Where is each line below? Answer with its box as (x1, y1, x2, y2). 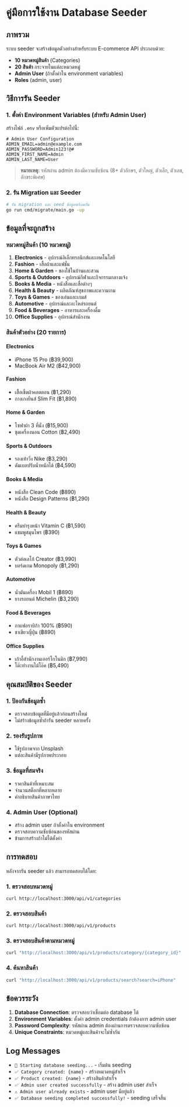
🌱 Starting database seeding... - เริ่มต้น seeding (14, 1061, 132, 1068)
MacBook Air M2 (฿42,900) (14, 362, 81, 369)
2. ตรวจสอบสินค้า (6, 909, 47, 917)
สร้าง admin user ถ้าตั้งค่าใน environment (14, 821, 105, 828)
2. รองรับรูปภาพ (6, 732, 43, 740)
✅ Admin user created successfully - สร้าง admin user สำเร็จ (14, 1081, 157, 1088)
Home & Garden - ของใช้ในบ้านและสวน (14, 267, 99, 275)
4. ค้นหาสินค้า (6, 964, 38, 972)
